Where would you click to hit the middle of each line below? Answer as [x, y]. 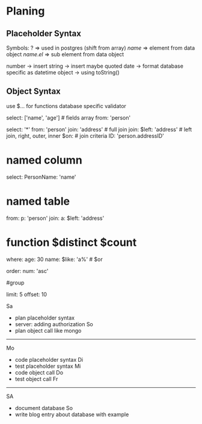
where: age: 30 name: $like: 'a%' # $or [55, 259]
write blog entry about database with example [72, 414]
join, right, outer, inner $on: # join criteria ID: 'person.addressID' [85, 136]
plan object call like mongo [48, 330]
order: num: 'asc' [27, 271]
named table [38, 201]
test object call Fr [36, 379]
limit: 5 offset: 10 [26, 294]
